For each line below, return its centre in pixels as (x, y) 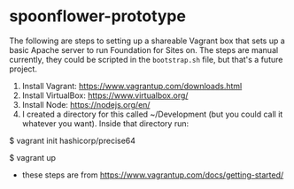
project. (23, 69)
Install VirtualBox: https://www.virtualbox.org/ (105, 95)
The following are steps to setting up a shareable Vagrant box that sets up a (147, 41)
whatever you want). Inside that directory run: (105, 123)
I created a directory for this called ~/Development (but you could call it (152, 114)
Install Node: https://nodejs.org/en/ (86, 104)
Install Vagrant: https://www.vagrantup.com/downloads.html (132, 86)
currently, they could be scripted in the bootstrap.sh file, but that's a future (146, 59)
